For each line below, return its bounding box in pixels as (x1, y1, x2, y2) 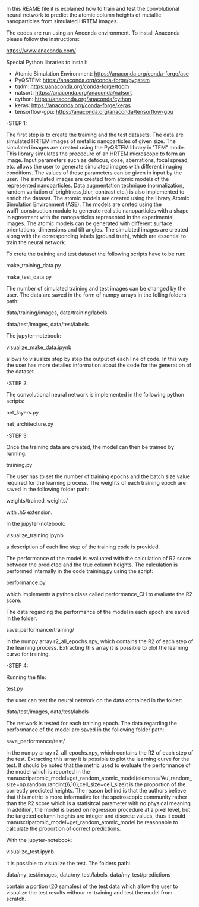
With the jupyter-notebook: (6, 837, 72, 843)
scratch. (6, 896, 27, 902)
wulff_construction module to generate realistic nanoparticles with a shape (6, 207, 189, 214)
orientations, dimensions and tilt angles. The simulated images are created (6, 226, 188, 233)
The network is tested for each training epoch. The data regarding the (6, 720, 177, 727)
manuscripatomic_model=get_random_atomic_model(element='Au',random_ (6, 774, 192, 781)
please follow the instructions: (6, 36, 80, 42)
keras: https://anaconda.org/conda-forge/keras (14, 102, 131, 109)
